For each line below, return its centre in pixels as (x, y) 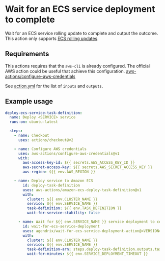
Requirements (27, 54)
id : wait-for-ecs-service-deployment (61, 226)
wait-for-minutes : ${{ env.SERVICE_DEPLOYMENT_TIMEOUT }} (87, 254)
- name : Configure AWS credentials (50, 149)
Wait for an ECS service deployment (80, 9)
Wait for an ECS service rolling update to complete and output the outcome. (82, 33)
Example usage (29, 101)
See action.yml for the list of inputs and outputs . (54, 86)
